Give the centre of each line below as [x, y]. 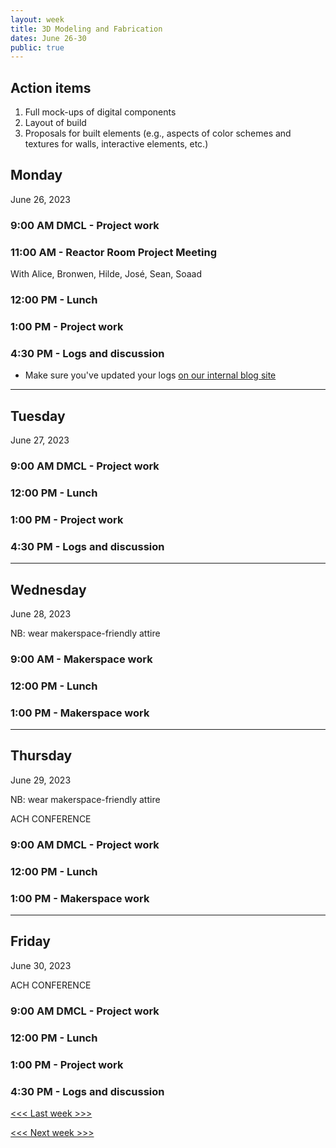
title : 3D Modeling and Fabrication [86, 29]
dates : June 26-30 [48, 38]
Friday [30, 941]
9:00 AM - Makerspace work [81, 659]
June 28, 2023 [41, 613]
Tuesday [38, 416]
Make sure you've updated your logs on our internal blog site [150, 375]
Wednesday [48, 589]
